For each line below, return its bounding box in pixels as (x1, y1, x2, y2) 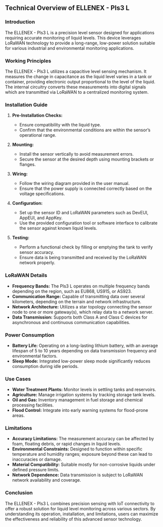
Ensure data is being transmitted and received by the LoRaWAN (19, 255, 147, 261)
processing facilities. (12, 402, 54, 408)
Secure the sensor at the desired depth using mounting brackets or (19, 156, 154, 162)
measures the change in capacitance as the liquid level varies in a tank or (5, 73, 152, 80)
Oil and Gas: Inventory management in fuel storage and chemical (12, 397, 143, 403)
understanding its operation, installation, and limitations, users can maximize (5, 511, 159, 517)
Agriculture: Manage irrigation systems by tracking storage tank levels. (12, 392, 156, 398)
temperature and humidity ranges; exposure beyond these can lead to (12, 451, 152, 457)
